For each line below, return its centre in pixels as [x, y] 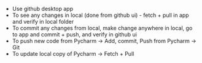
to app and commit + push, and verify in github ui [74, 35]
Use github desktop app [43, 9]
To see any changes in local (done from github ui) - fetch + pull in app [100, 15]
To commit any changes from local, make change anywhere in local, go [102, 28]
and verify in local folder [43, 22]
